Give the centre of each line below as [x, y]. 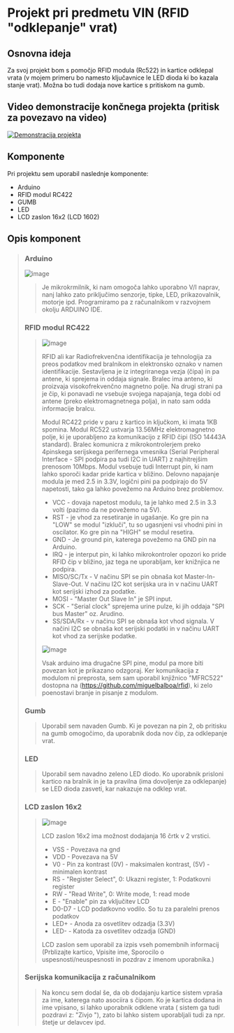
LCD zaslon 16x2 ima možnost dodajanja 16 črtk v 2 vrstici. [126, 835]
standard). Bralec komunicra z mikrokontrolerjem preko [121, 444]
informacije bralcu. [69, 408]
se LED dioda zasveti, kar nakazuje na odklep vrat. [114, 789]
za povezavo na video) [57, 118]
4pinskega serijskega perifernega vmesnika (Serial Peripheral [130, 451]
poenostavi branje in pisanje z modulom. [100, 692]
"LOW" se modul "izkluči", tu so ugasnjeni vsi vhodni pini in [138, 525]
